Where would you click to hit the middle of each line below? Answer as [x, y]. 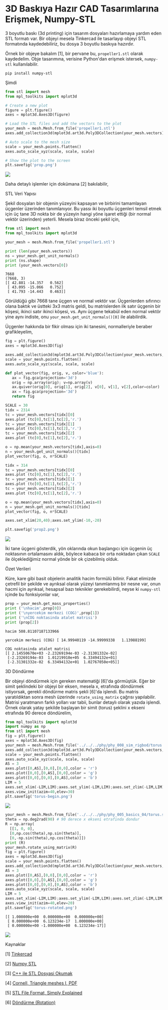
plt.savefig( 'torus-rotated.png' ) [41, 908]
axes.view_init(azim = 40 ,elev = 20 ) [40, 903]
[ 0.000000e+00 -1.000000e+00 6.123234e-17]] [57, 925]
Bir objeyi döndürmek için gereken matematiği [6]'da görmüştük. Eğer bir [80, 681]
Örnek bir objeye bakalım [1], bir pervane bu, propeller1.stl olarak [74, 54]
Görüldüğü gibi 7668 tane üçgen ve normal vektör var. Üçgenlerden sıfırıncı [83, 301]
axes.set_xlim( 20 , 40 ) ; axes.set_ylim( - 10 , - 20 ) [53, 521]
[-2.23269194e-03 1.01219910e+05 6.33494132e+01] [62, 658]
